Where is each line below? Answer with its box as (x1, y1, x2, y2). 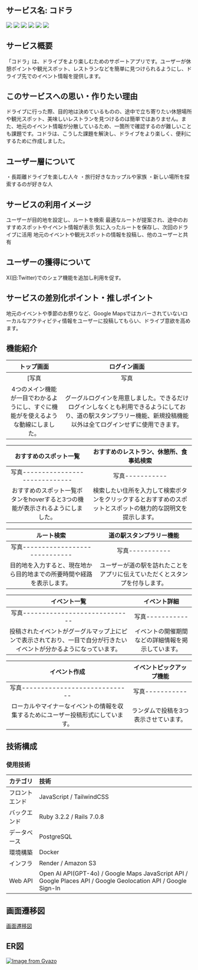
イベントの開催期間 (134, 627, 188, 635)
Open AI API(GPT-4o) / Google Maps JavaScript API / (39, 869, 188, 877)
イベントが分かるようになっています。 (15, 645, 121, 653)
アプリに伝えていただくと (100, 570, 171, 578)
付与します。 (132, 578, 167, 587)
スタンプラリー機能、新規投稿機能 (94, 412, 189, 420)
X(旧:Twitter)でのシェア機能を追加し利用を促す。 (6, 274, 124, 281)
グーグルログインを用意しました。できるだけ (64, 394, 189, 402)
